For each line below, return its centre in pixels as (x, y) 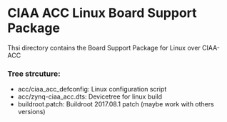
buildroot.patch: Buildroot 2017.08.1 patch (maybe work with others (116, 104)
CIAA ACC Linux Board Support (102, 13)
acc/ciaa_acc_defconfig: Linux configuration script (92, 89)
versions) (31, 112)
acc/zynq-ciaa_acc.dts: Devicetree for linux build (90, 96)
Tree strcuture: (34, 74)
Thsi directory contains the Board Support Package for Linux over (104, 48)
